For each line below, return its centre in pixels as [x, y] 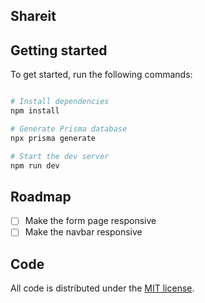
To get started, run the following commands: [101, 75]
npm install [35, 111]
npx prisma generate [53, 138]
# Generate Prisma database [69, 129]
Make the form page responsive [90, 221]
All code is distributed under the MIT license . [102, 288]
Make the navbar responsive [83, 232]
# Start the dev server [60, 156]
